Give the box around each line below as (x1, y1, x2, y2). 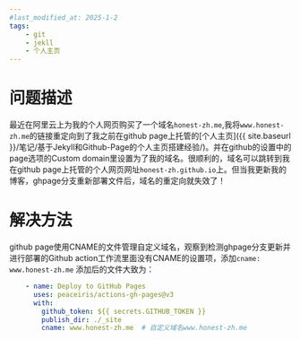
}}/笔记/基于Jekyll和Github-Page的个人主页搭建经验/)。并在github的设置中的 (9, 142, 292, 153)
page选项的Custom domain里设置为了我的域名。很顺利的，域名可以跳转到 (9, 153, 283, 164)
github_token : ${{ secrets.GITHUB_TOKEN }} (41, 307, 206, 316)
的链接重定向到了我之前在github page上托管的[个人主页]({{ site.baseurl (29, 131, 291, 142)
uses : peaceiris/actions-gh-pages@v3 (32, 290, 175, 299)
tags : (9, 22, 30, 31)
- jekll (25, 38, 54, 48)
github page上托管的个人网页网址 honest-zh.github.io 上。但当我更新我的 (16, 164, 287, 175)
